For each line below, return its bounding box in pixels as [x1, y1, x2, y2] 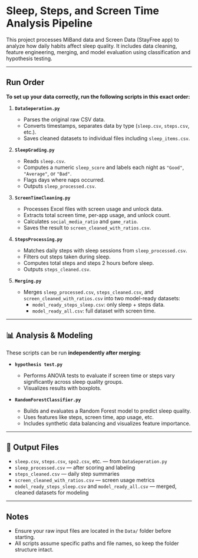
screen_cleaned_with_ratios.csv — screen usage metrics [14, 477, 155, 484]
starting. [14, 534, 35, 541]
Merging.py [14, 278, 42, 284]
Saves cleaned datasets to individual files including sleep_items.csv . [23, 134, 190, 142]
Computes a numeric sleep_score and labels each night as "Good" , [23, 164, 184, 171]
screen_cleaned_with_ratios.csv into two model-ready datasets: [23, 294, 181, 301]
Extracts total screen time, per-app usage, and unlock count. [23, 211, 171, 218]
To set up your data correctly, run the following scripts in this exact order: [6, 93, 190, 100]
